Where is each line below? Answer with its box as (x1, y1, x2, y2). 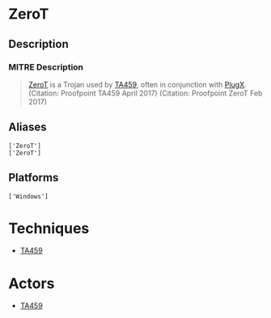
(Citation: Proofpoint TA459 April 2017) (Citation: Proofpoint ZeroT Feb (28, 88, 263, 98)
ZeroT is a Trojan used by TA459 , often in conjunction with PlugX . (28, 79, 247, 89)
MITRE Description (8, 61, 83, 73)
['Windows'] (8, 192, 49, 201)
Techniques (8, 219, 90, 237)
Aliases (8, 121, 47, 134)
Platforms (8, 171, 59, 184)
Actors (8, 274, 55, 292)
